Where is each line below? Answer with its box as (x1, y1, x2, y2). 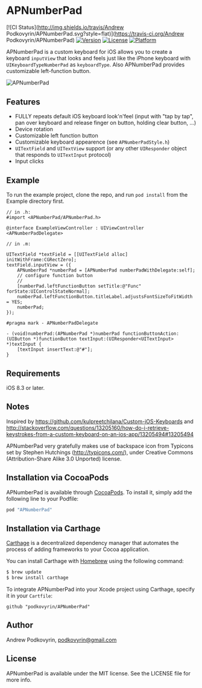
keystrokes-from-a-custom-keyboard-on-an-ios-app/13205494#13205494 (6, 430, 194, 438)
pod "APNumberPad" (6, 506, 52, 513)
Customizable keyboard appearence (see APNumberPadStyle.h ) (14, 138, 170, 145)
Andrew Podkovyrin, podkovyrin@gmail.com (6, 636, 117, 643)
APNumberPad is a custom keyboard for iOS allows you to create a (6, 48, 172, 55)
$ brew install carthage (6, 575, 69, 581)
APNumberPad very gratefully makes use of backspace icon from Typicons (6, 442, 194, 450)
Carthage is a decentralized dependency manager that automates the (6, 540, 179, 547)
